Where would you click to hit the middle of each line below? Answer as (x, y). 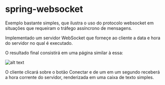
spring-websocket (44, 9)
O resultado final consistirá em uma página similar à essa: (64, 53)
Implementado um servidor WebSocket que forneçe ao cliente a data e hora (83, 38)
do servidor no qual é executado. (39, 43)
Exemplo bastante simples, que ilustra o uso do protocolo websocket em (80, 23)
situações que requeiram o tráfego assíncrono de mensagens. (69, 28)
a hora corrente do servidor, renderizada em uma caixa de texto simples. (80, 77)
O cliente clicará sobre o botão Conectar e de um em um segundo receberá (82, 72)
